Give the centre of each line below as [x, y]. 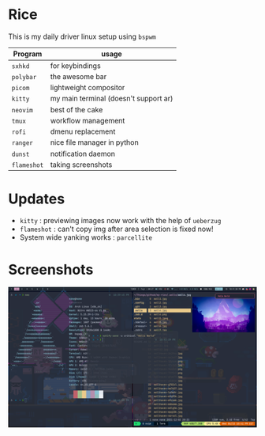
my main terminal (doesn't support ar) [112, 99]
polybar [24, 77]
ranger [22, 143]
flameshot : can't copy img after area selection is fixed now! [117, 229]
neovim [22, 110]
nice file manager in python [95, 142]
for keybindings [75, 66]
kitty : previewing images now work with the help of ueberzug [120, 221]
